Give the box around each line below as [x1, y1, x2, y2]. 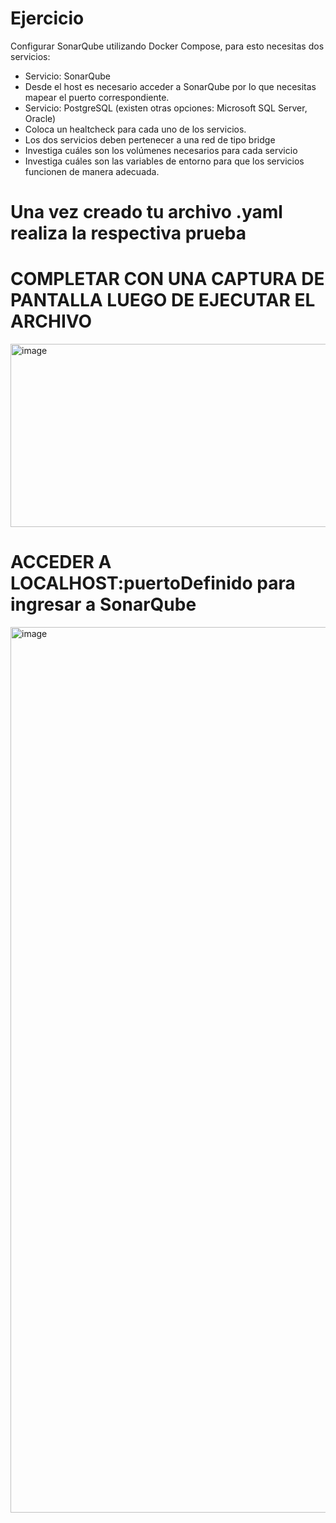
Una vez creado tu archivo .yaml [10, 201, 283, 224]
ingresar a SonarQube [10, 593, 197, 616]
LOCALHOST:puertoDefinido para [10, 572, 296, 595]
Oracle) [24, 112, 57, 124]
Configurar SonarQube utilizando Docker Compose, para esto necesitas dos [10, 40, 325, 52]
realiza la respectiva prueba [10, 222, 247, 245]
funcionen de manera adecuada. [24, 165, 160, 177]
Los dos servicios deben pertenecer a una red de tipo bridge [24, 133, 276, 146]
